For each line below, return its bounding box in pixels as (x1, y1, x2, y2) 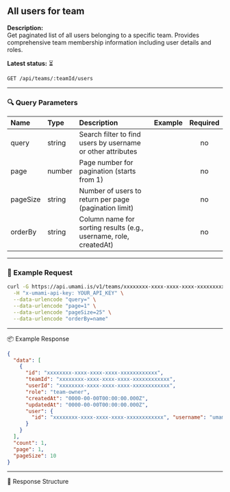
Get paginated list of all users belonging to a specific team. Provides (7, 31, 200, 39)
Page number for (79, 158, 133, 167)
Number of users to (79, 186, 142, 196)
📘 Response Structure (7, 478, 69, 486)
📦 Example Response (7, 334, 70, 343)
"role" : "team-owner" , (25, 389, 90, 395)
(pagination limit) (79, 204, 134, 213)
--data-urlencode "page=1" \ (13, 303, 97, 310)
